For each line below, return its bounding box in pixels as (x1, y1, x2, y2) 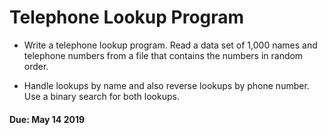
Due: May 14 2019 (9, 113, 86, 125)
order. (23, 60, 49, 72)
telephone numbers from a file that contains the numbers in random (23, 49, 304, 61)
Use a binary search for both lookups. (23, 90, 180, 102)
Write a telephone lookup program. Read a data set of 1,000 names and (23, 39, 318, 51)
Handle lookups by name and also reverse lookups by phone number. (23, 79, 310, 91)
